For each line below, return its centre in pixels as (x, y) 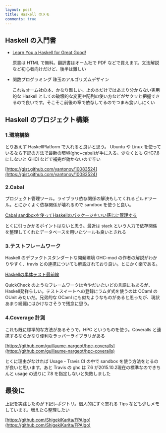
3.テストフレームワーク (33, 246)
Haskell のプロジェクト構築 (47, 120)
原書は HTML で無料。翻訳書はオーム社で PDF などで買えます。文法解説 (86, 63)
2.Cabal (15, 187)
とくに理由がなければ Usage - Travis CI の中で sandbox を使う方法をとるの (82, 361)
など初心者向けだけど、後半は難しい (49, 69)
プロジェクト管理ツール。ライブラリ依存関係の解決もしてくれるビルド (77, 198)
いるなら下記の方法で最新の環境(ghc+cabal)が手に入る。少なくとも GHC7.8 (82, 153)
